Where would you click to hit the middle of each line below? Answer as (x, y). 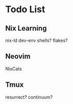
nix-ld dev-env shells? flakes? (36, 40)
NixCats (14, 69)
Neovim (18, 56)
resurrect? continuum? (29, 97)
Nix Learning (26, 28)
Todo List (25, 9)
